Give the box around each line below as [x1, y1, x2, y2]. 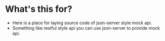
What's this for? [5, 3, 73, 15]
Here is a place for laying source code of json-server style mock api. [12, 20, 152, 26]
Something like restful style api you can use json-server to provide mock [12, 25, 160, 31]
